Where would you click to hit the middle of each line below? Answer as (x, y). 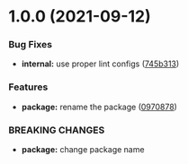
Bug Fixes (31, 45)
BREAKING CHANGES (57, 130)
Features (28, 87)
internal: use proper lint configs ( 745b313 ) (100, 64)
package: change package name (83, 150)
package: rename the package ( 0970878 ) (99, 107)
